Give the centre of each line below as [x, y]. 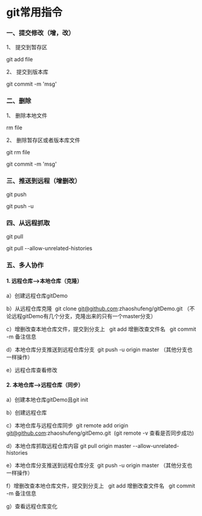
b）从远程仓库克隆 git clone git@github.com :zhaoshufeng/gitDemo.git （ [98, 308]
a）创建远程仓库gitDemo [37, 296]
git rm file [18, 152]
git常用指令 [34, 12]
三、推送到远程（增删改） [44, 181]
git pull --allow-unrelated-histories [49, 248]
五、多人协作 [25, 265]
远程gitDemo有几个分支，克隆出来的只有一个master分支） [84, 316]
